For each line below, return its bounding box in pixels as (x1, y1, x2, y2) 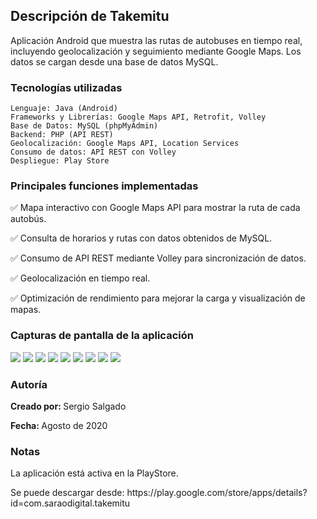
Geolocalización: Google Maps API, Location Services (10, 139, 240, 149)
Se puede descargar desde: (10, 487, 125, 499)
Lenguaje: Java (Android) (10, 104, 118, 114)
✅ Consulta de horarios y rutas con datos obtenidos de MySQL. (10, 232, 273, 244)
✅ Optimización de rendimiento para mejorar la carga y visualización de (10, 292, 306, 304)
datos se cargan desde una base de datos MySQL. (10, 55, 219, 68)
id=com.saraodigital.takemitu (10, 497, 131, 509)
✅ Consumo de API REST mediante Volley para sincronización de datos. (10, 252, 307, 264)
